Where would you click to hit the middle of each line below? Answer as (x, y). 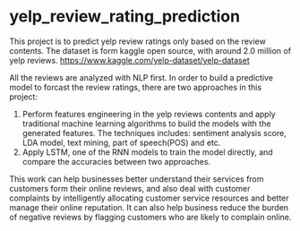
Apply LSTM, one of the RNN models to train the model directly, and (147, 152)
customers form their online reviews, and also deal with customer (130, 188)
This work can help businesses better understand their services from (137, 179)
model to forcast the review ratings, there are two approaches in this (136, 87)
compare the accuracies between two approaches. (116, 161)
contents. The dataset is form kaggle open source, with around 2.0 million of (150, 50)
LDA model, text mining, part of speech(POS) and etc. (121, 142)
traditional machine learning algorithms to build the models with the (146, 124)
